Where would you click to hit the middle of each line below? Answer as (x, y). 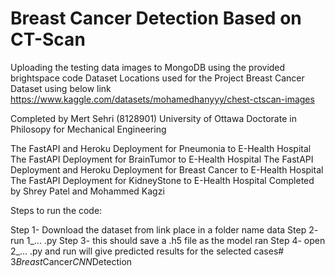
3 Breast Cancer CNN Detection (71, 261)
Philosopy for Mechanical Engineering (88, 129)
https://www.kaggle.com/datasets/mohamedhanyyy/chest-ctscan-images (162, 99)
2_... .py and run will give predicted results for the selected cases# (147, 251)
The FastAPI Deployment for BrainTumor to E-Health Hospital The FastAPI (162, 159)
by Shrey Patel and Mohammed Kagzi (87, 191)
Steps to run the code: (56, 210)
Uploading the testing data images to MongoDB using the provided (148, 67)
